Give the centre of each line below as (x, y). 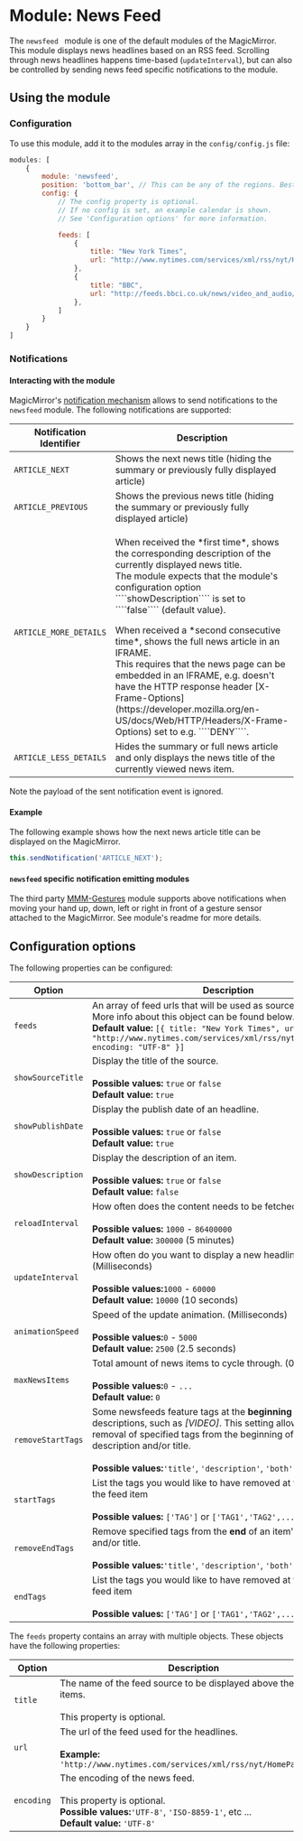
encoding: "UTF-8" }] (138, 1047)
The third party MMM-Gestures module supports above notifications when (148, 898)
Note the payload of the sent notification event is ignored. (116, 792)
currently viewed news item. (174, 769)
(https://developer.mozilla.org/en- (188, 710)
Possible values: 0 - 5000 (145, 1337)
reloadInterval (46, 1223)
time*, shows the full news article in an (197, 642)
